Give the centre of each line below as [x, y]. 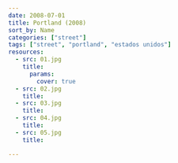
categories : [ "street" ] [47, 37]
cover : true [57, 81]
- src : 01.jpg [38, 60]
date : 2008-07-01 [37, 15]
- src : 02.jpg [38, 89]
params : [42, 74]
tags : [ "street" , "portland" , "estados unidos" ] [90, 45]
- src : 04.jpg [38, 118]
